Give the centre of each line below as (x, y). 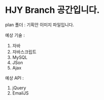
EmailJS (20, 93)
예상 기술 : (15, 35)
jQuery (19, 88)
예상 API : (15, 78)
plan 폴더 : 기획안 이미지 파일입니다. (40, 25)
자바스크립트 (24, 52)
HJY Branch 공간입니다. (52, 10)
